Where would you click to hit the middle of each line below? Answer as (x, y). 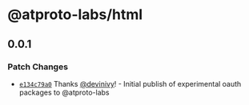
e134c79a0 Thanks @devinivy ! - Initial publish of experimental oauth (130, 84)
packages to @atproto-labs (64, 92)
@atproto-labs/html (75, 15)
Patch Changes (38, 67)
